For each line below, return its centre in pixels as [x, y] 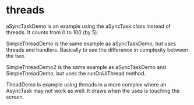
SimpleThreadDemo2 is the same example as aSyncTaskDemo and [86, 67]
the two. [16, 56]
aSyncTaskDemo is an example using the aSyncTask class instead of [88, 26]
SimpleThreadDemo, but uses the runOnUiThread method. [76, 73]
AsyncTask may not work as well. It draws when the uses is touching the [93, 90]
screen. [15, 97]
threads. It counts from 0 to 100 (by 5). [52, 32]
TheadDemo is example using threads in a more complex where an [86, 84]
